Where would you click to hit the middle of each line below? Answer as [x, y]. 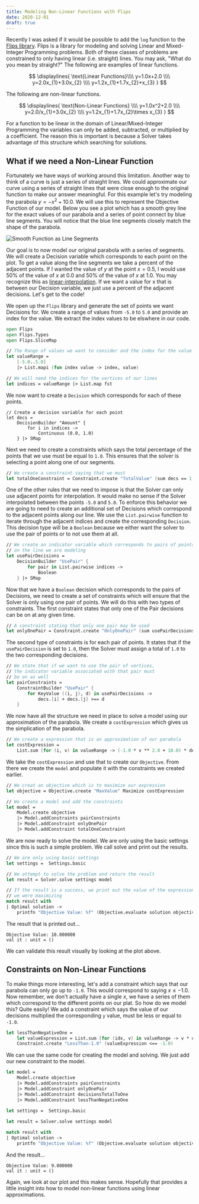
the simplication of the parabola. [46, 729]
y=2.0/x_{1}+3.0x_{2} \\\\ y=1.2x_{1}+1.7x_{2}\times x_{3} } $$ [99, 112]
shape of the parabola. [34, 227]
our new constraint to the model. [46, 1061]
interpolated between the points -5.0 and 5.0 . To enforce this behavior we [97, 502]
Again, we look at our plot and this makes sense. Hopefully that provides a [97, 1182]
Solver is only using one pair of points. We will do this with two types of [93, 602]
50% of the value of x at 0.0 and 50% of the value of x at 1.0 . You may [92, 275]
